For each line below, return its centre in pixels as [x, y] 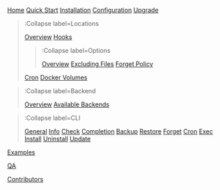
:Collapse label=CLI [52, 118]
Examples [21, 152]
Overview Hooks [48, 37]
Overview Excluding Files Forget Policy [97, 64]
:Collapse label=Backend [60, 91]
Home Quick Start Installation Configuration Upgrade [83, 10]
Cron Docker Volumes [56, 77]
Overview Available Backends [67, 104]
